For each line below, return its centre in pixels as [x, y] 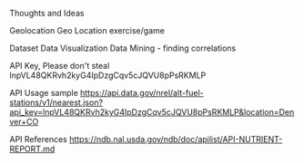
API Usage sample [44, 93]
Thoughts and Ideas [47, 13]
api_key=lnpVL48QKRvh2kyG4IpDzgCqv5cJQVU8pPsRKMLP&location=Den [152, 112]
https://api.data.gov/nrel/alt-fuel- [142, 93]
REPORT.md [32, 149]
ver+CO [24, 122]
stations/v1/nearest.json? [56, 102]
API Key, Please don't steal [60, 66]
